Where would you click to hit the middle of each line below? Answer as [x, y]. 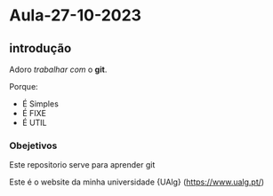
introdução [40, 48]
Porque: [24, 86]
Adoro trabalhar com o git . [58, 69]
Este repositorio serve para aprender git [82, 165]
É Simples [40, 104]
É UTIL [34, 122]
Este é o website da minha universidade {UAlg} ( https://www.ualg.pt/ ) [137, 182]
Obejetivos [33, 145]
